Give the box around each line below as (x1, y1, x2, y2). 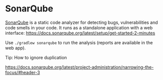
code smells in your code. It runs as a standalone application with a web (5, 24, 153, 30)
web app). (5, 45, 26, 51)
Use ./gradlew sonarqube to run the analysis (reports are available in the (5, 39, 153, 45)
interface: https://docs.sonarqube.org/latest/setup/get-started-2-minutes (5, 30, 156, 36)
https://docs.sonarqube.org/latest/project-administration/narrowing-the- (5, 64, 154, 70)
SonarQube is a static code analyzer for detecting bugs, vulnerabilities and (5, 19, 158, 25)
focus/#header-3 (5, 69, 40, 75)
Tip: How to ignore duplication (5, 54, 67, 60)
